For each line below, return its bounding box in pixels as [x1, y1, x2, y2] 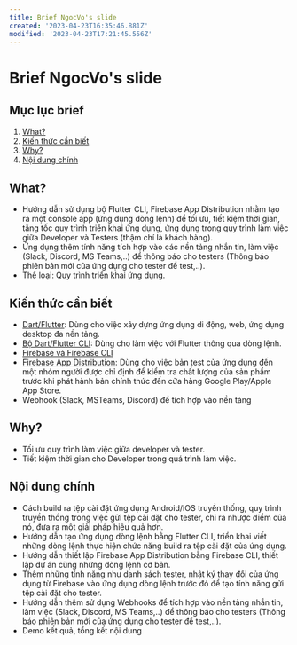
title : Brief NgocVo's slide [9, 12, 117, 22]
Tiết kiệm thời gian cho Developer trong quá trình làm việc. [21, 453, 237, 464]
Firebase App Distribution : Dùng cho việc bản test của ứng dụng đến [21, 357, 273, 367]
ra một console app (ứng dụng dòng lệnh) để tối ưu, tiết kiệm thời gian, [21, 214, 281, 224]
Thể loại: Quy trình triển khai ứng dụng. [21, 270, 166, 280]
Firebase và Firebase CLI [21, 348, 113, 358]
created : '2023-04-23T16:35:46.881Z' [9, 21, 149, 30]
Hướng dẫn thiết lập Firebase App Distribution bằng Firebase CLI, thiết [21, 549, 279, 560]
